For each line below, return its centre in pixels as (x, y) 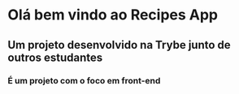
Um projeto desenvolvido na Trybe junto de (119, 45)
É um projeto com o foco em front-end (84, 80)
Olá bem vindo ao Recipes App (113, 15)
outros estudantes (55, 57)
